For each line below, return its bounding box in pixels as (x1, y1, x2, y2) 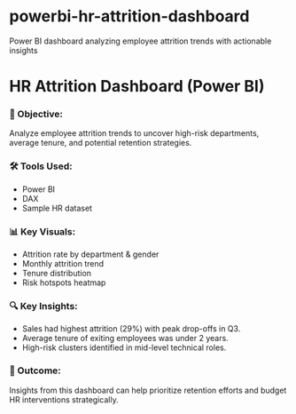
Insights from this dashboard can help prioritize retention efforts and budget (9, 385, 287, 395)
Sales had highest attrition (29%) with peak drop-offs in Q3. (21, 323, 241, 334)
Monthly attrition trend (21, 259, 105, 269)
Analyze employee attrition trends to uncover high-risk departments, (9, 128, 260, 139)
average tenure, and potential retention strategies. (9, 138, 192, 148)
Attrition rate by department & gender (21, 249, 160, 259)
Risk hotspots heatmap (21, 277, 106, 288)
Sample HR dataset (21, 203, 93, 213)
